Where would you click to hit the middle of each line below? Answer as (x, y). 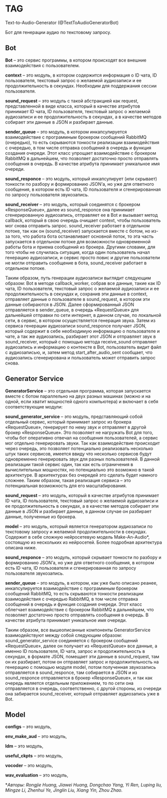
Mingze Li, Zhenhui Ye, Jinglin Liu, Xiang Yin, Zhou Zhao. (64, 790)
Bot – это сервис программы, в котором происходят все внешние (76, 60)
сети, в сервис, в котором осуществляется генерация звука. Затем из (80, 320)
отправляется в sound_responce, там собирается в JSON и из (71, 672)
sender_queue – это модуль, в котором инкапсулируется (66, 132)
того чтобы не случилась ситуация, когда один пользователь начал (77, 252)
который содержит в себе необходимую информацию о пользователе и (82, 331)
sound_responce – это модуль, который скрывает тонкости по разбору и (83, 557)
